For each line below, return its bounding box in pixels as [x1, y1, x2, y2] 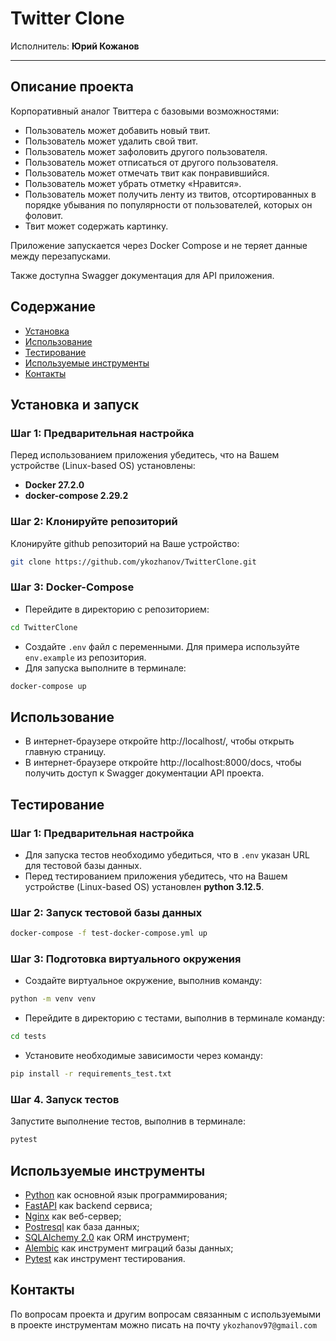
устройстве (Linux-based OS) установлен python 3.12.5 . [24, 880, 265, 892]
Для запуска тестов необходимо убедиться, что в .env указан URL [24, 848, 310, 861]
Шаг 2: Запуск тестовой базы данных [10, 905, 203, 919]
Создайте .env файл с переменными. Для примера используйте [24, 640, 300, 652]
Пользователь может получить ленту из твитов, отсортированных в [24, 188, 317, 200]
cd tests [10, 1032, 47, 1042]
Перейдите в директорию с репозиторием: [24, 603, 210, 615]
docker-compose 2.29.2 [24, 490, 129, 502]
